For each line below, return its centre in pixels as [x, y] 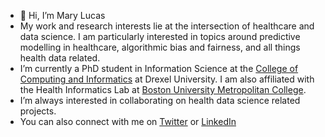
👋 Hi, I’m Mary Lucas [62, 15]
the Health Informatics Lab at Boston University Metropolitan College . [163, 89]
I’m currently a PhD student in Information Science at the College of [159, 68]
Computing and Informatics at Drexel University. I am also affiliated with [167, 79]
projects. [38, 111]
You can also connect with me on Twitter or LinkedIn [128, 121]
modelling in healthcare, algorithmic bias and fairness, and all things [160, 47]
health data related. [60, 58]
